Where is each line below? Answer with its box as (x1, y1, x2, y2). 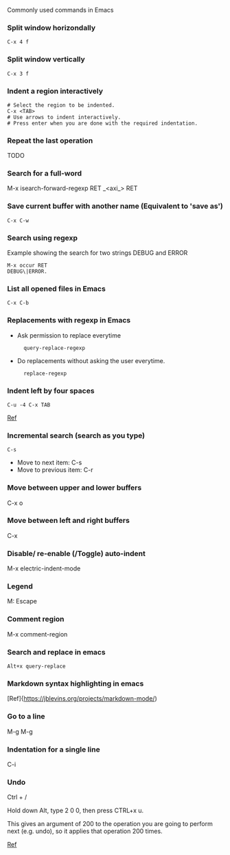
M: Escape (7, 597, 38, 606)
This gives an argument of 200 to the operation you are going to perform (7, 820, 213, 828)
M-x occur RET (7, 262, 48, 269)
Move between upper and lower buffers (7, 483, 142, 493)
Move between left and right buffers (7, 516, 130, 526)
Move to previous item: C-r (16, 466, 93, 474)
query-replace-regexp (23, 344, 86, 351)
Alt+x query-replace (7, 663, 67, 670)
